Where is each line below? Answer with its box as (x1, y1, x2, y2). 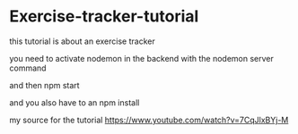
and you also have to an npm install (9, 96, 140, 108)
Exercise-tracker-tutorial (9, 6, 199, 27)
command (9, 63, 47, 73)
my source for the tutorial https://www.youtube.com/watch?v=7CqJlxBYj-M (9, 114, 289, 125)
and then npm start (9, 80, 80, 90)
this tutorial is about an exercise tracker (9, 36, 155, 46)
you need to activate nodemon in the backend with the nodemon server (9, 53, 274, 63)
